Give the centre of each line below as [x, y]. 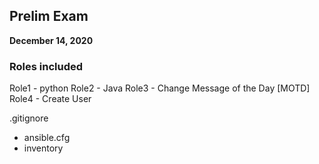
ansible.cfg [47, 138]
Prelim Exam [49, 16]
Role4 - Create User [50, 99]
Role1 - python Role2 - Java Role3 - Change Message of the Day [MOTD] [160, 88]
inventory [43, 148]
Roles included [46, 66]
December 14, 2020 [51, 40]
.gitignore [29, 118]
